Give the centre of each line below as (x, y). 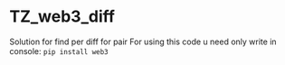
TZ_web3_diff (62, 17)
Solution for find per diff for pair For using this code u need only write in (143, 42)
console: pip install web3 (59, 51)
